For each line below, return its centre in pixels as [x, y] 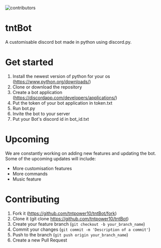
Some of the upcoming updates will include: [51, 158]
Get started [29, 62]
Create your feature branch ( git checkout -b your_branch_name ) [79, 224]
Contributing [32, 199]
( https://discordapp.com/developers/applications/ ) [65, 98]
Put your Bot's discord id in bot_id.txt [51, 119]
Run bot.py [24, 108]
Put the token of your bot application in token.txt [62, 103]
